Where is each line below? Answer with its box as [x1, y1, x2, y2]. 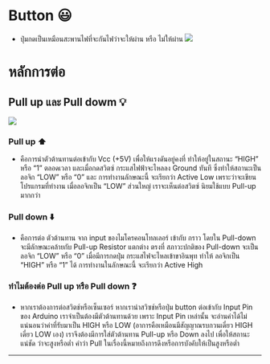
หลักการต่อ [8, 63, 66, 81]
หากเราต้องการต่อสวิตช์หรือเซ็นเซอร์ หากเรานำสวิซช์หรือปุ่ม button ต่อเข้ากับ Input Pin [19, 302, 253, 312]
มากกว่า [19, 190, 41, 200]
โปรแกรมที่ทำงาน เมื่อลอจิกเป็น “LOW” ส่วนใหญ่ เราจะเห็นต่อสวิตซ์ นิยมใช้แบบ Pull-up [19, 182, 256, 191]
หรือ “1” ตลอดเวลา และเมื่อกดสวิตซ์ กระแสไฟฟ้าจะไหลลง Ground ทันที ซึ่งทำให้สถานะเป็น [19, 163, 262, 173]
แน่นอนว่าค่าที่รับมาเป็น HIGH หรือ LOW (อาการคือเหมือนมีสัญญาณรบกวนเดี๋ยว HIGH [19, 320, 253, 329]
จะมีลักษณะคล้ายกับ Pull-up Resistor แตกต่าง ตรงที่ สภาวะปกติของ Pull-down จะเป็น [19, 242, 259, 252]
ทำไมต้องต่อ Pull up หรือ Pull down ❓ [8, 280, 137, 292]
